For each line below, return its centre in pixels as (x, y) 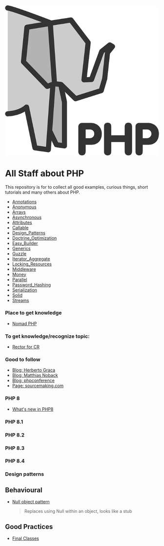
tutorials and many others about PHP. (43, 192)
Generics (21, 248)
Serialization (25, 290)
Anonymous (24, 207)
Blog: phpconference (33, 381)
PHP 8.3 (15, 448)
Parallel (20, 280)
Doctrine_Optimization (34, 238)
